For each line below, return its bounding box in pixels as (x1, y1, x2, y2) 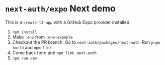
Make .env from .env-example (12, 34, 73, 40)
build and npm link (12, 44, 52, 50)
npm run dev (12, 56, 37, 61)
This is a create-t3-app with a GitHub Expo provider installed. (5, 19, 131, 25)
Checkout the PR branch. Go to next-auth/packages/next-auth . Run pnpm (12, 39, 161, 45)
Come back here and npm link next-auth (12, 50, 97, 56)
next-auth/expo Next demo (5, 3, 116, 14)
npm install (12, 30, 37, 34)
